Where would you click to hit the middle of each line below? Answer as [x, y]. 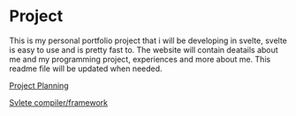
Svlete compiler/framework [59, 102]
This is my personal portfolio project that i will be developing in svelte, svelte [148, 40]
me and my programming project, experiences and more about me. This [140, 59]
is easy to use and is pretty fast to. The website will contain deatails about [144, 49]
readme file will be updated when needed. [86, 69]
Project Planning [39, 85]
